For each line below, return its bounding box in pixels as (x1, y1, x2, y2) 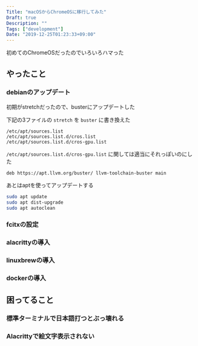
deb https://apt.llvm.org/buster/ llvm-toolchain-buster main (6, 170, 167, 176)
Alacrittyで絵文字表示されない (6, 332, 95, 341)
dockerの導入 (6, 274, 47, 283)
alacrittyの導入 (6, 238, 50, 247)
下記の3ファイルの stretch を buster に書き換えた (6, 116, 131, 123)
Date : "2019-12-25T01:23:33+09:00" (6, 32, 96, 38)
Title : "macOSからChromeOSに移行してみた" (6, 9, 107, 15)
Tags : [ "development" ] (6, 26, 64, 32)
